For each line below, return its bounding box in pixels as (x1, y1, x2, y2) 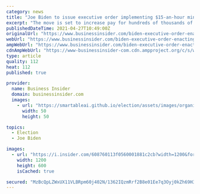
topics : (6, 124, 26, 130)
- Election (11, 130, 39, 136)
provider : (6, 80, 31, 86)
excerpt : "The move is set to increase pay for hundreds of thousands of (6, 20, 193, 26)
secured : (6, 179, 28, 185)
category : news (6, 8, 44, 15)
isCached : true (17, 168, 55, 174)
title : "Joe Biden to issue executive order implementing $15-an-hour (6, 14, 185, 20)
